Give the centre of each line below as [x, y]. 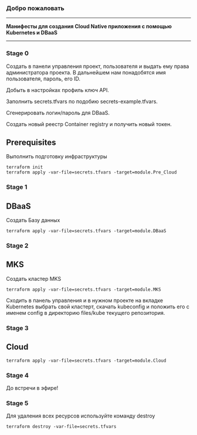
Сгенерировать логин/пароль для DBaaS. [58, 113]
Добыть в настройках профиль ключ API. [58, 90]
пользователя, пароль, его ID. [43, 79]
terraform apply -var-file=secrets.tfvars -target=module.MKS [84, 289]
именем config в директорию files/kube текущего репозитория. [86, 312]
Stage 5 [17, 403]
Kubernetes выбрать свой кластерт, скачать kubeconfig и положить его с [98, 307]
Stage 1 [17, 187]
